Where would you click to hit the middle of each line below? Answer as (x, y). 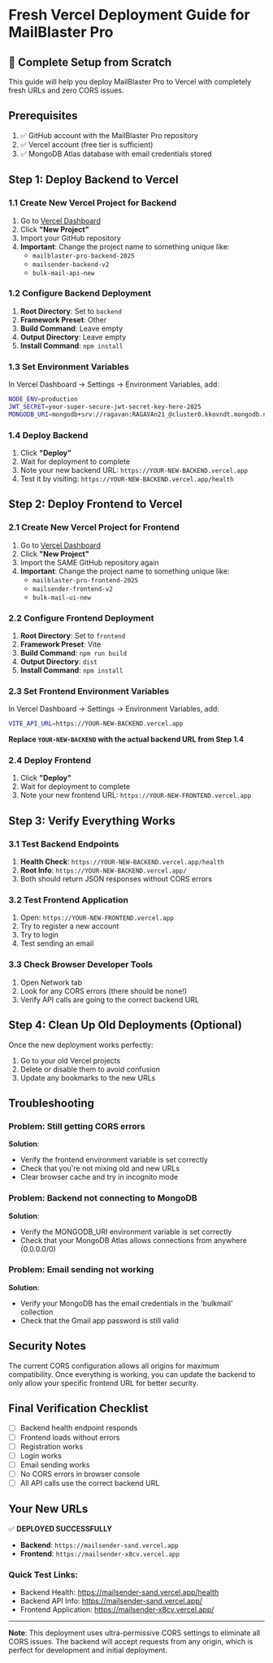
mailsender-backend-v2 (71, 264)
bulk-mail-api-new (63, 273)
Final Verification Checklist (78, 1408)
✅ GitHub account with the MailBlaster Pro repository (109, 135)
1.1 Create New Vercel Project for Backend (93, 203)
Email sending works (55, 1465)
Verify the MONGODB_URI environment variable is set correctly (126, 1232)
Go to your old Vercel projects (70, 1060)
